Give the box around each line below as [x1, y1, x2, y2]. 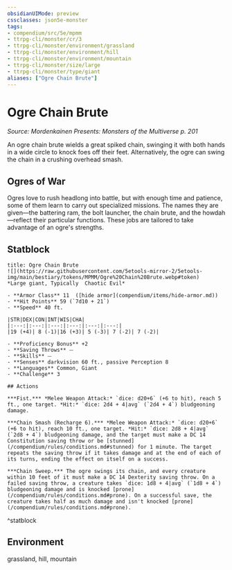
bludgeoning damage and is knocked [7, 486, 110, 492]
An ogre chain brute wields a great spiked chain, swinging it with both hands [7, 141, 225, 149]
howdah [202, 208, 226, 217]
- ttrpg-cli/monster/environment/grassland [7, 42, 135, 49]
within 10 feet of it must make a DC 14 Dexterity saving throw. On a [7, 474, 215, 481]
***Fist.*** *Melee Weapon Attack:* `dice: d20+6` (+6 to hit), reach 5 [7, 395, 222, 402]
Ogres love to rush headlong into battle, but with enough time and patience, [7, 194, 223, 202]
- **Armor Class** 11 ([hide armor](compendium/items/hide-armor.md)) [7, 292, 218, 299]
